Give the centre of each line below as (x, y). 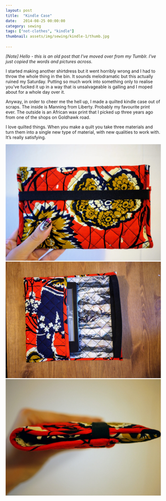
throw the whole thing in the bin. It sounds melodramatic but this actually (79, 76)
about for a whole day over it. (35, 92)
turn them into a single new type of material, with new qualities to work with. (83, 132)
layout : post (19, 10)
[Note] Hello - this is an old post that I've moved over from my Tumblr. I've (81, 56)
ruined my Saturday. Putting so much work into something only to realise (79, 81)
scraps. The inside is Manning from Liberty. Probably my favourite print (78, 107)
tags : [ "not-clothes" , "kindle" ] (40, 31)
